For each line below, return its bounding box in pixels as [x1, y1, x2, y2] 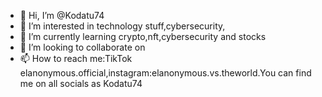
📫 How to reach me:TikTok [19, 53, 133, 64]
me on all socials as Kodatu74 [19, 78, 143, 89]
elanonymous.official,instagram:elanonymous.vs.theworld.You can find [19, 67, 312, 79]
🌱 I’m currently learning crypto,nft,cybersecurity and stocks [19, 31, 267, 42]
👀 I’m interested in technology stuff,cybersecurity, [19, 20, 226, 32]
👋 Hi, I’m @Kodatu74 [19, 10, 105, 21]
